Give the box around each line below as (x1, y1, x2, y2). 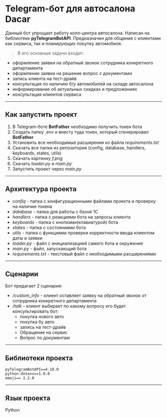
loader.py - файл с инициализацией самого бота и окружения (12, 240, 143, 246)
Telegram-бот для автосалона (5, 3, 136, 14)
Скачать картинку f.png (12, 155, 63, 161)
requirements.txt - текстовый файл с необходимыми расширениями (12, 251, 157, 257)
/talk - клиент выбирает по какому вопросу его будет (12, 303, 126, 309)
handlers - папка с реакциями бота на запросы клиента (12, 214, 131, 220)
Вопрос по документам (19, 335, 70, 341)
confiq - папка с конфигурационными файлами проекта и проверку (12, 198, 156, 204)
